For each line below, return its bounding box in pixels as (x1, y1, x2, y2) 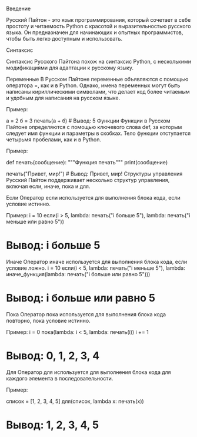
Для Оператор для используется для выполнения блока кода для (6, 368, 172, 376)
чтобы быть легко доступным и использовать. (6, 35, 123, 42)
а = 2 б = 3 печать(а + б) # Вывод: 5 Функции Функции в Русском (6, 117, 171, 124)
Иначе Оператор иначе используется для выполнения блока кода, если (6, 258, 188, 265)
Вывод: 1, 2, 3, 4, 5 (6, 418, 99, 432)
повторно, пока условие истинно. (6, 317, 91, 324)
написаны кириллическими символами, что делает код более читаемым (6, 88, 190, 95)
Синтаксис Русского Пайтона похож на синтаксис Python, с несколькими (6, 58, 192, 65)
